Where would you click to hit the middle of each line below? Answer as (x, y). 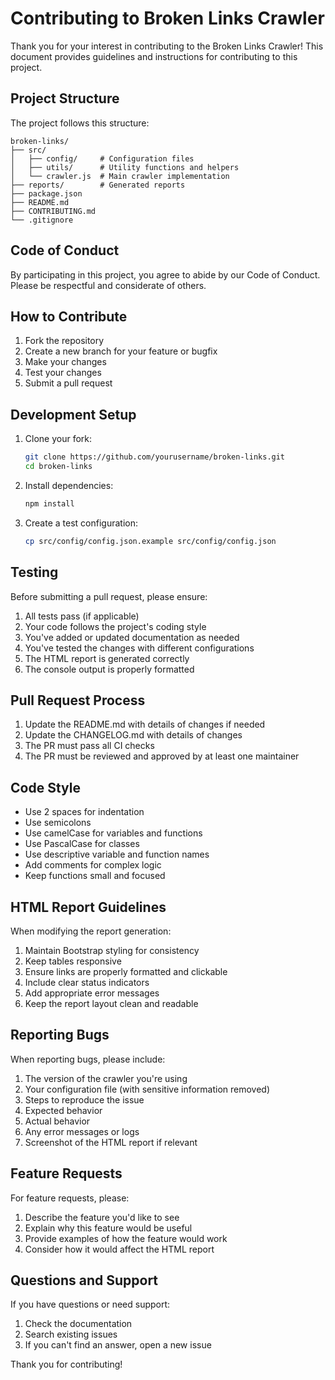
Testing (34, 572)
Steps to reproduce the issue (84, 1099)
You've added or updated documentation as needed (132, 637)
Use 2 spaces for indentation (84, 812)
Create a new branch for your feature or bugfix (121, 351)
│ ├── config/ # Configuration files (102, 158)
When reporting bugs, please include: (88, 1059)
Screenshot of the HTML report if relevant (111, 1142)
